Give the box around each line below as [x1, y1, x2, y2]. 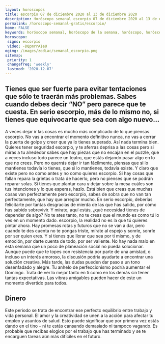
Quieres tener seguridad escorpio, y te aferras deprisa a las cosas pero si [5, 144, 154, 150]
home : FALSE [5, 26, 29, 30]
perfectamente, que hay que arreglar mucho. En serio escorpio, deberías [5, 196, 153, 202]
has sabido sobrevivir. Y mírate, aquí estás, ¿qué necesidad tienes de [5, 207, 145, 213]
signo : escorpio [7, 39, 41, 44]
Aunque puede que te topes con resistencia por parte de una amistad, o [5, 249, 151, 255]
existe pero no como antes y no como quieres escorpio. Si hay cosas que [5, 170, 154, 176]
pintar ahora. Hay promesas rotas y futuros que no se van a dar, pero [5, 222, 145, 229]
